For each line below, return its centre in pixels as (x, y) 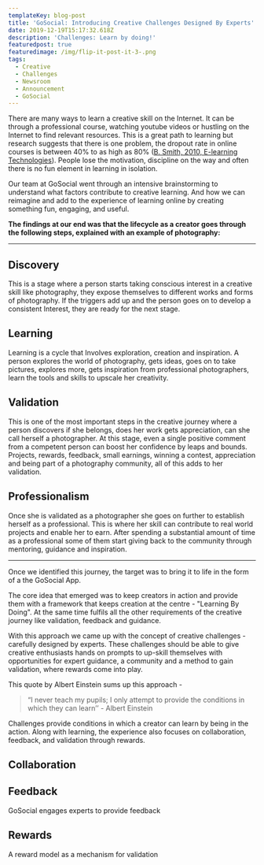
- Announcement (40, 89)
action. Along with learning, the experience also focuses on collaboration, (127, 731)
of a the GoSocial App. (44, 580)
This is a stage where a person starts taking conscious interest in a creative (130, 284)
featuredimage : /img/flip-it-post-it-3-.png (82, 52)
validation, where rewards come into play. (75, 669)
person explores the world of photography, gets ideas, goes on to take (122, 361)
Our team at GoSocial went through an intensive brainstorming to (113, 184)
